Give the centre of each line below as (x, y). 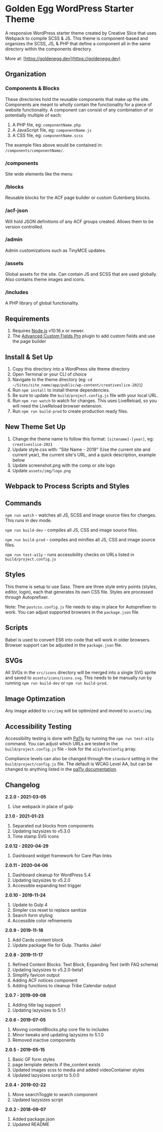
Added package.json (33, 1119)
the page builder (29, 341)
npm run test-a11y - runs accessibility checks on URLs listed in (70, 555)
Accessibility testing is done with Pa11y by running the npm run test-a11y (80, 738)
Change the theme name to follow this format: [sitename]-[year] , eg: (83, 439)
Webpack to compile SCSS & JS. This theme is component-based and (77, 38)
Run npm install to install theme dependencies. (61, 390)
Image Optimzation (35, 699)
